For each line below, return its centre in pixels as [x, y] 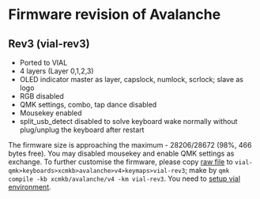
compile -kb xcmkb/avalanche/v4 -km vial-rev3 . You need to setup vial [124, 178]
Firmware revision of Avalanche [115, 15]
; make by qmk [207, 170]
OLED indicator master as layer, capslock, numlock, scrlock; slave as [131, 79]
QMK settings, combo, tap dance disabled [88, 105]
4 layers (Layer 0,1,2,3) [57, 71]
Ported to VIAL [43, 62]
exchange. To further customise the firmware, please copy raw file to [121, 162]
